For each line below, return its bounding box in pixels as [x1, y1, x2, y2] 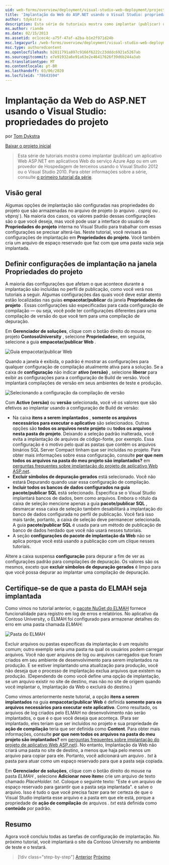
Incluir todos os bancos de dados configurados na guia [12, 484, 130, 490]
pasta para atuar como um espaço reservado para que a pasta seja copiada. [5, 758, 163, 764]
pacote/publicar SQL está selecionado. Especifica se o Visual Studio [12, 490, 156, 496]
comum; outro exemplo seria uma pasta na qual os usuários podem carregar [5, 646, 164, 652]
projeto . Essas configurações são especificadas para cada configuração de [5, 302, 164, 309]
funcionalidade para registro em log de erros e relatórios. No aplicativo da [5, 610, 158, 617]
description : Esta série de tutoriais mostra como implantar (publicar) [5, 21, 161, 27]
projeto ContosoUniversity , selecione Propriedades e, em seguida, [5, 334, 146, 340]
